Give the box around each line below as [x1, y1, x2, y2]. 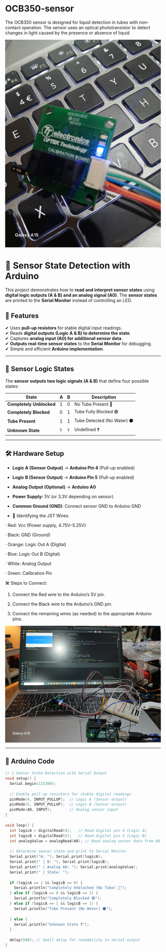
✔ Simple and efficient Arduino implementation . [5, 346, 104, 351]
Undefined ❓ [74, 427, 100, 433]
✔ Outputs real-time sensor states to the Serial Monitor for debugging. [5, 341, 152, 346]
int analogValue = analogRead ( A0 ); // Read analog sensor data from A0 [9, 838, 161, 843]
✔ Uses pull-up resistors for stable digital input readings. [5, 325, 123, 331]
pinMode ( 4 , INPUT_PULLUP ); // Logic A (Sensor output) [9, 797, 127, 802]
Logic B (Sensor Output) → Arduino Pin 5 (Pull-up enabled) [12, 475, 134, 480]
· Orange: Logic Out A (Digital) [5, 542, 67, 548]
